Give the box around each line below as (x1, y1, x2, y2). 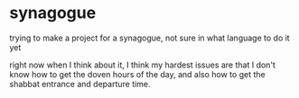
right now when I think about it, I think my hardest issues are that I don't (9, 59, 276, 70)
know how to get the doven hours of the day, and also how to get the (9, 68, 266, 79)
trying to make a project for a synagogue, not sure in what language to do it (9, 32, 291, 43)
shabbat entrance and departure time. (9, 78, 151, 89)
